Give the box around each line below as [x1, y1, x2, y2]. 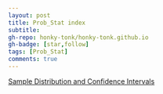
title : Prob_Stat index [8, 19, 86, 27]
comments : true [8, 56, 58, 63]
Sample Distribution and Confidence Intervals [8, 76, 155, 86]
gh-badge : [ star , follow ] [8, 41, 89, 49]
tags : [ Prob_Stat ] [8, 48, 68, 56]
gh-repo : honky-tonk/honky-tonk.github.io [8, 33, 149, 42]
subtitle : [8, 26, 41, 34]
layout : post [8, 11, 51, 20]
